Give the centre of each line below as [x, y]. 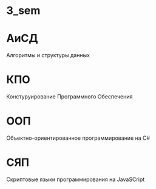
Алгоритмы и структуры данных [48, 55]
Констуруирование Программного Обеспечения [70, 97]
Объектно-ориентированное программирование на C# [78, 138]
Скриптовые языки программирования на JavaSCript [76, 179]
